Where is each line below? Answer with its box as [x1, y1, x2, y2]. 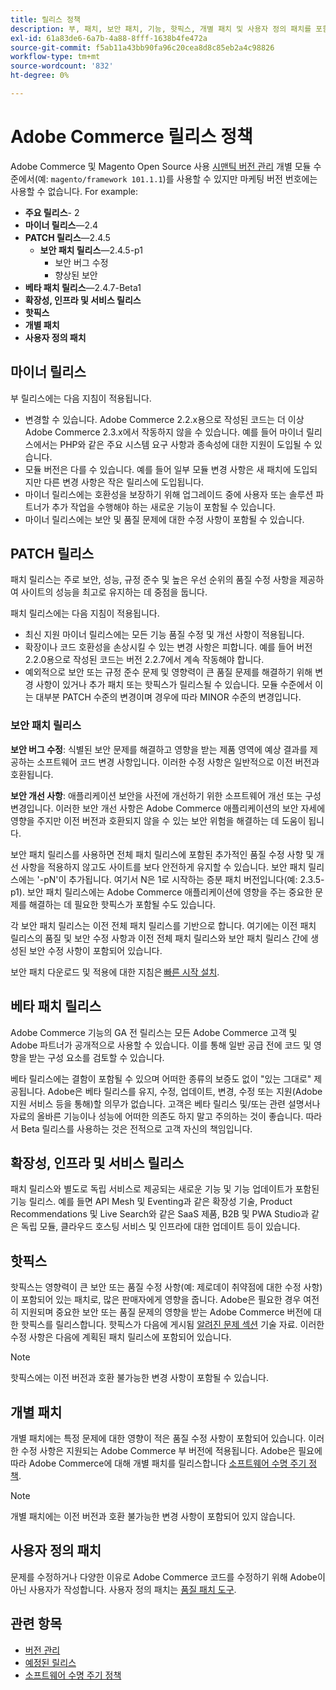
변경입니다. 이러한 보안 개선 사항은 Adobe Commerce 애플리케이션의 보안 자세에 [10, 802, 326, 814]
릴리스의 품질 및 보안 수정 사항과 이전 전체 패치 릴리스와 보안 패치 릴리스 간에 [10, 932, 309, 944]
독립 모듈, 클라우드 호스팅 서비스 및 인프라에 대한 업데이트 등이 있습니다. [20, 1221, 301, 1233]
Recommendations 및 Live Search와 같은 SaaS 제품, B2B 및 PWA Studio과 [10, 1208, 310, 1220]
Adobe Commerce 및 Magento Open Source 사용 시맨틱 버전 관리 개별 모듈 [10, 160, 312, 172]
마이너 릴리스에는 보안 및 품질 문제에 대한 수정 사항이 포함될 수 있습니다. [24, 513, 305, 525]
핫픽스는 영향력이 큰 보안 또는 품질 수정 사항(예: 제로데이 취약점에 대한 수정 [10, 1281, 302, 1293]
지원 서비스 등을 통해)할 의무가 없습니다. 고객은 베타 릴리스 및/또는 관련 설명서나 [10, 1097, 321, 1110]
